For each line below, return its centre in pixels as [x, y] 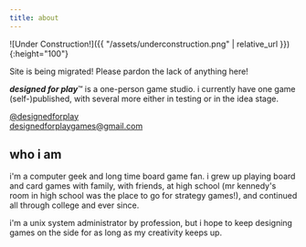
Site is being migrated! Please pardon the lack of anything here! [129, 71]
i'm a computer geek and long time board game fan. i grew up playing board [153, 176]
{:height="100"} [39, 53]
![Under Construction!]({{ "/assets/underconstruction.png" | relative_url [144, 44]
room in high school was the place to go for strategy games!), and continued [153, 196]
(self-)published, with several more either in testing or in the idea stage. [144, 98]
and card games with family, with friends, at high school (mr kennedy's [143, 186]
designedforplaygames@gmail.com [76, 126]
